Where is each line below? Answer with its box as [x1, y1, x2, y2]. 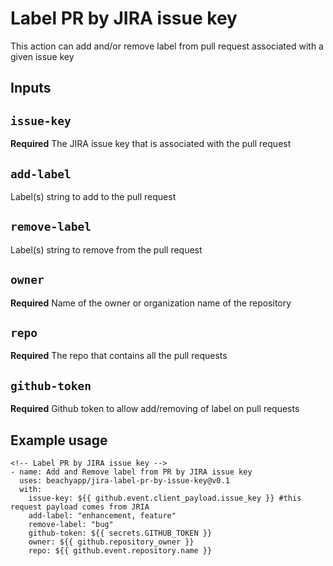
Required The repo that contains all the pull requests [10, 350, 228, 362]
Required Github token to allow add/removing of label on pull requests [10, 403, 300, 415]
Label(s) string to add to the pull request [10, 190, 177, 202]
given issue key [10, 50, 75, 62]
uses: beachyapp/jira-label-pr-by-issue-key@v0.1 [19, 476, 230, 486]
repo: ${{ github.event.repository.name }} [28, 546, 213, 556]
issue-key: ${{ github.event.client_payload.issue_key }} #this [28, 493, 302, 504]
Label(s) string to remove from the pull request [10, 243, 203, 256]
